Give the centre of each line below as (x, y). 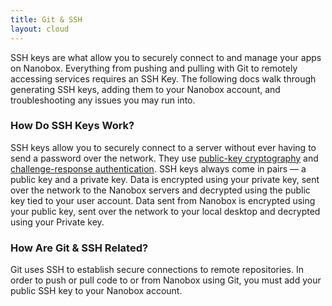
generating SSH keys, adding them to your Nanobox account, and (145, 89)
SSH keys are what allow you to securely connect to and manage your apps (166, 57)
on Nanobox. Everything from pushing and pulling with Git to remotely (154, 68)
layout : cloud (40, 29)
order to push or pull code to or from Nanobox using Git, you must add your (166, 280)
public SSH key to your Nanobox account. (96, 291)
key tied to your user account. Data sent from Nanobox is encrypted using (163, 200)
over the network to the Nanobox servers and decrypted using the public (160, 190)
